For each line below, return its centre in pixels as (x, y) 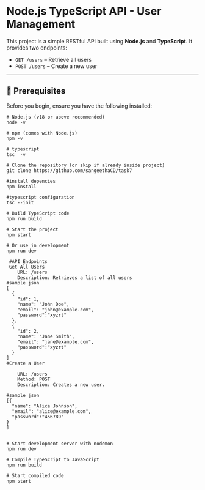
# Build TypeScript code (38, 213)
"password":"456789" (38, 417)
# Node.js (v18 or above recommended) (56, 117)
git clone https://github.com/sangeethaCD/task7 (69, 170)
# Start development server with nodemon (60, 444)
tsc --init (20, 202)
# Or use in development (38, 245)
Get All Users (27, 267)
